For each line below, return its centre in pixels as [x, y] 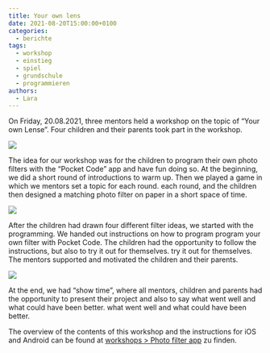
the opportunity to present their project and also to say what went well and [132, 299]
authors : [23, 91]
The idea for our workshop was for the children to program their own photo [133, 160]
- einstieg [34, 61]
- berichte [34, 38]
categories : [28, 31]
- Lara [27, 98]
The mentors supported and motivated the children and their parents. [123, 260]
